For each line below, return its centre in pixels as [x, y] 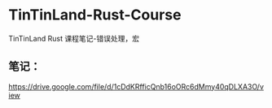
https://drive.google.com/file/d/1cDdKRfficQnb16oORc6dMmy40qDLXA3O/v [136, 86]
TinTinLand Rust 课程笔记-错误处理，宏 [74, 38]
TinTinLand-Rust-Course [95, 15]
